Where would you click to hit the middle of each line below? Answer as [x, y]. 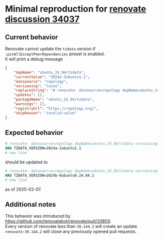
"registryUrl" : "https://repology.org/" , [56, 108]
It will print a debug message [34, 59]
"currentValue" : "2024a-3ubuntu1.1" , [52, 77]
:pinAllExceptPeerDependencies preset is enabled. [55, 54]
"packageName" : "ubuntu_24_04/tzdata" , [54, 100]
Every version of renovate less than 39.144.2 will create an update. [72, 226]
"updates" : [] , [29, 95]
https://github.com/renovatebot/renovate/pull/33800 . [58, 221]
